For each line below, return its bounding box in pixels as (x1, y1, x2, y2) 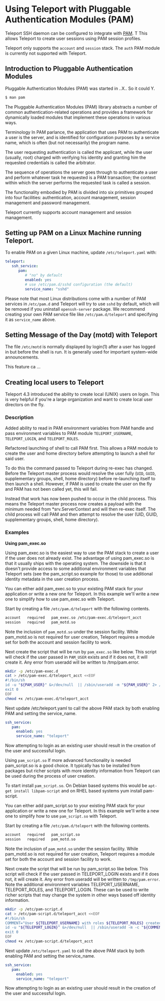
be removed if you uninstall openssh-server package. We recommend (5, 306, 145, 312)
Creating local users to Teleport (5, 378, 104, 387)
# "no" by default (25, 273, 63, 278)
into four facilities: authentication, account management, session (5, 194, 136, 200)
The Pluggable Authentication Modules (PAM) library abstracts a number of (5, 104, 158, 109)
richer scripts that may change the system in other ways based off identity (5, 892, 156, 898)
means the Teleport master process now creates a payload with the (5, 501, 141, 507)
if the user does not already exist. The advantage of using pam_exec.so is (5, 555, 155, 561)
